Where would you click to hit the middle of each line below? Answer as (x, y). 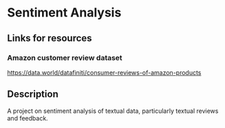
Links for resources (50, 38)
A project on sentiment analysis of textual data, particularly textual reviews (113, 111)
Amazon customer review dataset (65, 58)
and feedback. (28, 118)
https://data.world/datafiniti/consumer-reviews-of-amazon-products (104, 72)
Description (33, 94)
